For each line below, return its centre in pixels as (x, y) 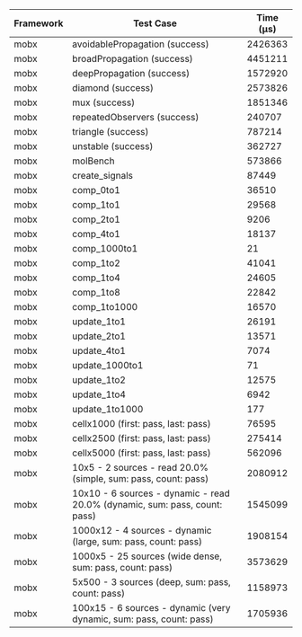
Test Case (155, 23)
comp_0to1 (96, 190)
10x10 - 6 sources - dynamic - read (151, 493)
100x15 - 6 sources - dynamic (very (151, 608)
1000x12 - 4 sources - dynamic (142, 531)
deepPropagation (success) (131, 73)
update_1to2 (98, 380)
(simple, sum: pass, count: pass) (140, 478)
